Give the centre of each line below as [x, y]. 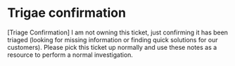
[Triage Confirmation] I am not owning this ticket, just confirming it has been [118, 32]
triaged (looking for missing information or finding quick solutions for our [113, 39]
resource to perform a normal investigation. [70, 55]
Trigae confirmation [67, 13]
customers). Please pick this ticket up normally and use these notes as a [112, 47]
